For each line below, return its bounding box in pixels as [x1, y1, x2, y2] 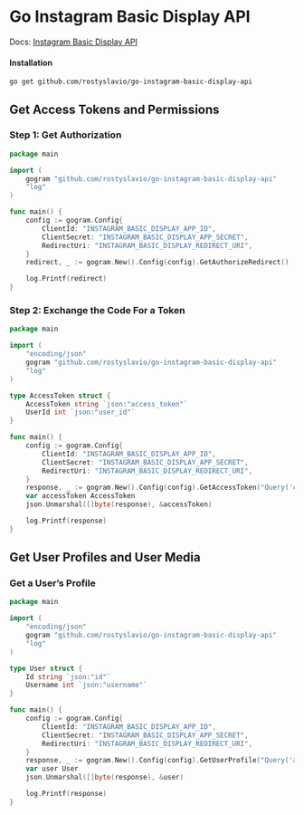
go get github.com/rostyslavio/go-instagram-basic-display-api [9, 77, 253, 87]
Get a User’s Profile [9, 577, 97, 590]
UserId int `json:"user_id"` [25, 407, 136, 417]
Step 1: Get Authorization [9, 129, 122, 141]
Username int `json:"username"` [25, 681, 147, 690]
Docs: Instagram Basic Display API [9, 36, 138, 47]
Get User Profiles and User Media [9, 550, 201, 565]
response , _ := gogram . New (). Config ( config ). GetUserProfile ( [25, 756, 261, 765]
